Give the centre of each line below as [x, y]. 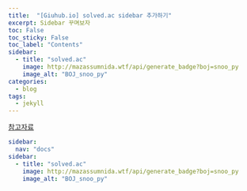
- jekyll [30, 103]
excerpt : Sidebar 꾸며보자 [49, 23]
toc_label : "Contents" [46, 45]
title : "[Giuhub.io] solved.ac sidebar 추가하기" [90, 15]
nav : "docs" [35, 149]
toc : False [26, 30]
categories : [28, 81]
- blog [26, 89]
